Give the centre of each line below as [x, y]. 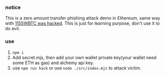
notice [13, 7]
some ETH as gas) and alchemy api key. [53, 63]
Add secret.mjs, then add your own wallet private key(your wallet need [84, 57]
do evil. [13, 29]
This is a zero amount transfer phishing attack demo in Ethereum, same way [83, 18]
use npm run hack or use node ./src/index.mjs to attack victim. [77, 68]
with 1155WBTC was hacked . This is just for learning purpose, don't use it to [82, 23]
